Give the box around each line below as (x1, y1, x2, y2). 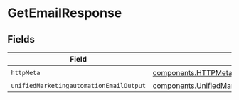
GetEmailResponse (7, 5, 122, 21)
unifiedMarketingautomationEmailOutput (11, 82, 146, 89)
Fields (7, 33, 36, 45)
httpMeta (11, 69, 41, 77)
